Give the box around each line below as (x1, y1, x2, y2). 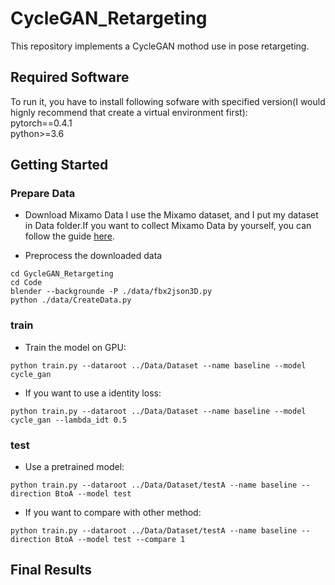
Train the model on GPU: (24, 341, 127, 353)
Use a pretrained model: (24, 461, 125, 473)
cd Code (10, 278, 43, 288)
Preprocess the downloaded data (24, 250, 163, 262)
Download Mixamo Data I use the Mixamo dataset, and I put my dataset (24, 209, 319, 221)
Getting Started (10, 157, 109, 174)
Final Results (10, 562, 93, 579)
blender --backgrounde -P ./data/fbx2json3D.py (10, 287, 213, 297)
